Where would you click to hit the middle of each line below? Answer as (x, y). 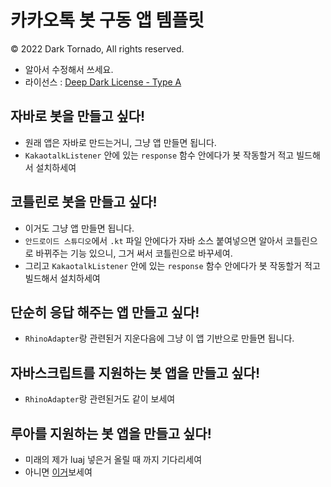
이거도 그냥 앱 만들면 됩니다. (79, 228)
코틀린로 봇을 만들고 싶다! (84, 202)
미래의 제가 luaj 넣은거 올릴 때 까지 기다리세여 (113, 459)
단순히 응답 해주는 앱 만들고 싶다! (105, 312)
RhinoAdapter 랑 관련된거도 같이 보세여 (100, 399)
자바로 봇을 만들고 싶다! (78, 116)
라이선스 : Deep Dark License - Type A (103, 82)
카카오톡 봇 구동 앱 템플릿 (107, 20)
